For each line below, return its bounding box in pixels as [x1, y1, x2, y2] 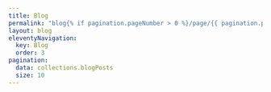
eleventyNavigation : [8, 34, 78, 42]
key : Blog [15, 42, 48, 50]
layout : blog [8, 26, 52, 34]
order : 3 [15, 49, 45, 57]
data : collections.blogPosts [15, 64, 114, 72]
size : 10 [15, 71, 45, 79]
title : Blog [8, 11, 48, 20]
